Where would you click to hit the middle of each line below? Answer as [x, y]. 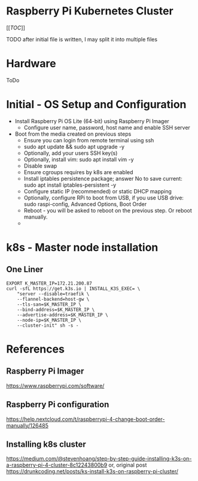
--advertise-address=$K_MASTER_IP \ [63, 315]
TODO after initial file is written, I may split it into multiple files [82, 39]
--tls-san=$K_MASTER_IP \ [49, 304]
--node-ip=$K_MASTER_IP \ [49, 320]
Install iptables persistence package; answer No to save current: [103, 178]
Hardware [31, 64]
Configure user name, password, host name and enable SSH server [107, 127]
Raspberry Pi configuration [58, 404]
